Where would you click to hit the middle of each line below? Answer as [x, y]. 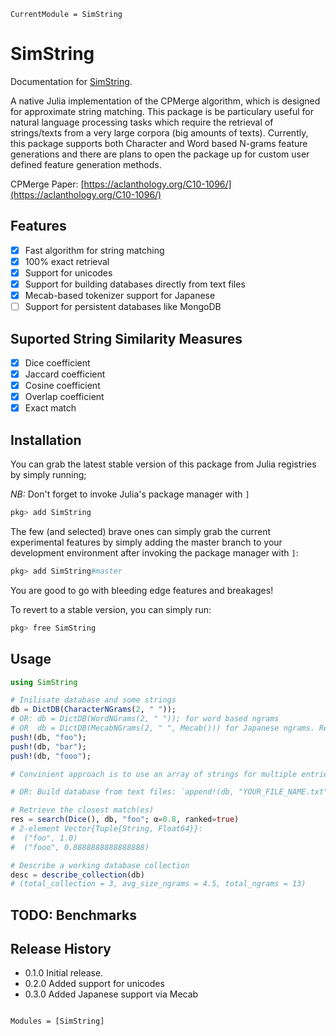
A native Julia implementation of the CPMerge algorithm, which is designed [165, 101]
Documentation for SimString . [71, 81]
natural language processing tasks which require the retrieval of [142, 122]
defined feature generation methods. [86, 164]
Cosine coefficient [62, 386]
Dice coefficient [57, 362]
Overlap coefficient [64, 397]
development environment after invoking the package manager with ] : [154, 552]
